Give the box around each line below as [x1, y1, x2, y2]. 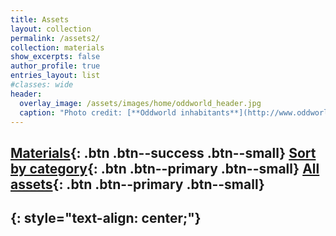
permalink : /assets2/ [10, 33, 101, 43]
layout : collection [10, 24, 92, 34]
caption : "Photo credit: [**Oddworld [19, 107, 177, 118]
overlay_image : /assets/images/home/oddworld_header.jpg [19, 98, 262, 108]
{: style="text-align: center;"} [10, 210, 202, 227]
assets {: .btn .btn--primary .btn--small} [10, 176, 265, 193]
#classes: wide [10, 80, 74, 90]
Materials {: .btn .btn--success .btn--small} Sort [10, 144, 317, 161]
